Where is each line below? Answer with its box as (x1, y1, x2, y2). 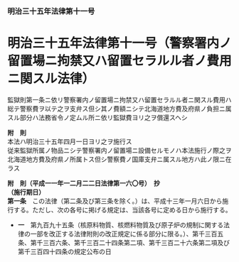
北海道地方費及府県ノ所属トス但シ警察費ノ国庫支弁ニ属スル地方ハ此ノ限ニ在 (7, 155, 232, 163)
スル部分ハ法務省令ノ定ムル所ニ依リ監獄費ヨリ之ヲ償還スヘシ (7, 113, 188, 121)
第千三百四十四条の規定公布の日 (17, 247, 112, 256)
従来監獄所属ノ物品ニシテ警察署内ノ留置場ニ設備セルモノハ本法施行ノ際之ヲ (7, 146, 232, 154)
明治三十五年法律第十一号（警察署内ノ (7, 36, 233, 51)
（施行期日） (7, 187, 45, 196)
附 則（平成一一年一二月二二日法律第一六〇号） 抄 (7, 179, 160, 187)
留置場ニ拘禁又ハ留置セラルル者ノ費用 (7, 53, 233, 69)
